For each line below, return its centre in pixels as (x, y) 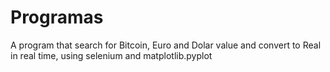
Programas (57, 17)
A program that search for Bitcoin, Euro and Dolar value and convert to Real (166, 45)
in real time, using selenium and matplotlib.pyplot (111, 55)
